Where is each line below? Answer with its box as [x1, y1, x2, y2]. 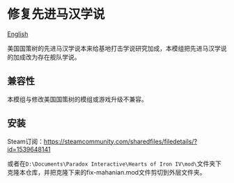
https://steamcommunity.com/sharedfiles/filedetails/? [43, 137, 197, 145]
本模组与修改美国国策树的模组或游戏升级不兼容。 [7, 95, 148, 103]
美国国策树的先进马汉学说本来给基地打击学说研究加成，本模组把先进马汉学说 [7, 44, 227, 52]
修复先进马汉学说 [7, 6, 106, 22]
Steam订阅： [7, 137, 44, 145]
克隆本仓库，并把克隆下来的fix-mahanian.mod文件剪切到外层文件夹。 [7, 168, 206, 176]
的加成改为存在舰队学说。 [7, 53, 81, 61]
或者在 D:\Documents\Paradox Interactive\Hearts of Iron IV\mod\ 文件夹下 [7, 159, 221, 168]
